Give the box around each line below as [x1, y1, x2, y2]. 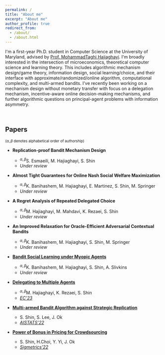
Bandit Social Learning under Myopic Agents [12, 254, 107, 260]
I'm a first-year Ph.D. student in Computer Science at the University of [5, 48, 148, 55]
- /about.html [9, 35, 39, 40]
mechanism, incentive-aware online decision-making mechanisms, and [5, 90, 151, 97]
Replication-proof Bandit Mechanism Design [12, 147, 106, 153]
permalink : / [5, 7, 32, 12]
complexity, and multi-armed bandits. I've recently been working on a [5, 80, 147, 86]
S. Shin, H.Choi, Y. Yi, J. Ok [19, 339, 75, 345]
